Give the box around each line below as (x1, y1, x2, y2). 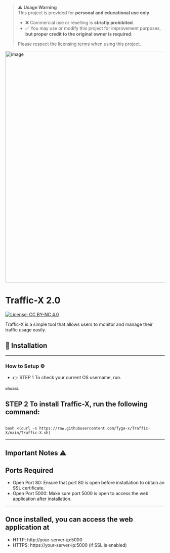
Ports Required (5, 466, 54, 475)
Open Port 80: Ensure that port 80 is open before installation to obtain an (12, 480, 165, 486)
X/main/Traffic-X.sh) (5, 430, 51, 435)
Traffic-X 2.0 (5, 295, 61, 306)
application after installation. (12, 496, 72, 502)
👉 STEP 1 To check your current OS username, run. (12, 375, 121, 381)
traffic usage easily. (5, 326, 47, 332)
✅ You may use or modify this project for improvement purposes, (25, 25, 161, 31)
